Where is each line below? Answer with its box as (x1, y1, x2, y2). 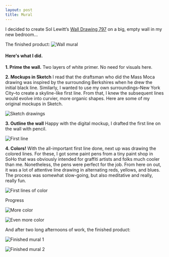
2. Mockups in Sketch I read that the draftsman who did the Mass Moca (5, 74, 155, 80)
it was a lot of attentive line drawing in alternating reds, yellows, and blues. (5, 166, 160, 173)
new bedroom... (5, 31, 38, 37)
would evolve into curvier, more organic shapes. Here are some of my (5, 95, 150, 101)
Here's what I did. (5, 53, 43, 59)
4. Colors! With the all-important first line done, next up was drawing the (5, 145, 156, 151)
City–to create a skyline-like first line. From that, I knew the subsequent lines (5, 90, 164, 96)
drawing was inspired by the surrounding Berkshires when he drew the (5, 79, 153, 85)
